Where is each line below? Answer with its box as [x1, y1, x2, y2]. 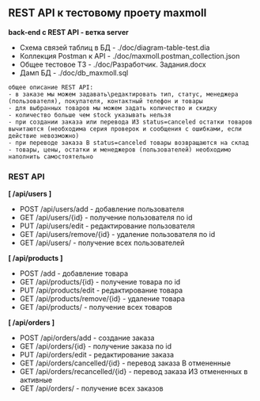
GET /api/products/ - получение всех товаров [19, 303, 172, 312]
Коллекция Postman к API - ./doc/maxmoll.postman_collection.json [19, 51, 240, 60]
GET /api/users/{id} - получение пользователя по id [19, 213, 193, 223]
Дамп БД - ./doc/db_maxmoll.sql [19, 67, 129, 78]
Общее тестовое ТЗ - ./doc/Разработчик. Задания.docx [19, 59, 207, 69]
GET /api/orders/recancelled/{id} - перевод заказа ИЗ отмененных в [19, 367, 248, 376]
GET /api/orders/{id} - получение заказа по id [19, 342, 172, 351]
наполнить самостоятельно [8, 152, 93, 161]
